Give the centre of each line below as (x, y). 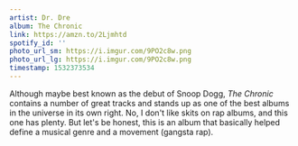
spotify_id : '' (38, 43)
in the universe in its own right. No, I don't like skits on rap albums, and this (149, 113)
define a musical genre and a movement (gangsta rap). (112, 132)
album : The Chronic (46, 26)
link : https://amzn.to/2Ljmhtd (68, 34)
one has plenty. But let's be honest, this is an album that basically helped (145, 122)
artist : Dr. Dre (40, 18)
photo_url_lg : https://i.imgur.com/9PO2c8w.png (101, 59)
